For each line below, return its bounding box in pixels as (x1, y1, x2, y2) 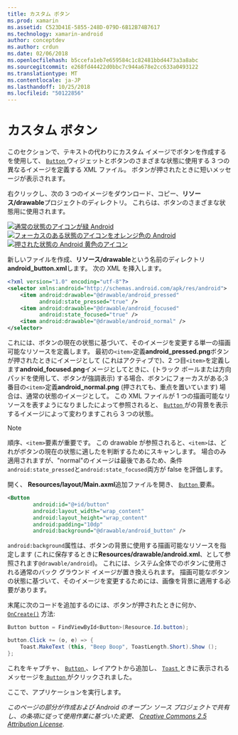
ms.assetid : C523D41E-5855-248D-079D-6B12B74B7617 (7, 23, 161, 31)
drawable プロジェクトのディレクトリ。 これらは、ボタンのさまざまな (16, 199, 220, 207)
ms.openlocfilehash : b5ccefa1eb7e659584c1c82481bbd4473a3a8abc (7, 57, 199, 64)
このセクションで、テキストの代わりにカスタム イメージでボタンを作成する (7, 147, 227, 157)
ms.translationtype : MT (7, 70, 78, 77)
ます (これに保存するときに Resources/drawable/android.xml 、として (19, 550, 225, 559)
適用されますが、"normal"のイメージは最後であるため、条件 (7, 456, 183, 465)
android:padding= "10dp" (33, 521, 103, 528)
